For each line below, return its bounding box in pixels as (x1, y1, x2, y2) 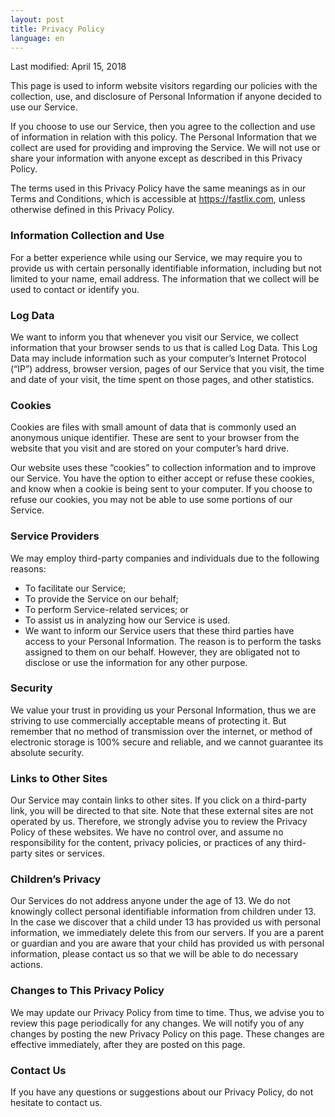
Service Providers (10, 529, 100, 543)
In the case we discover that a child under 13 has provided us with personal (10, 916, 321, 928)
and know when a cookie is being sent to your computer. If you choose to (10, 483, 313, 495)
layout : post (10, 14, 65, 25)
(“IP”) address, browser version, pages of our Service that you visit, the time (10, 362, 325, 375)
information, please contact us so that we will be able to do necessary (10, 948, 299, 960)
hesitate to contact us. (10, 1097, 103, 1109)
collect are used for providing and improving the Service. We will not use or (10, 142, 321, 154)
